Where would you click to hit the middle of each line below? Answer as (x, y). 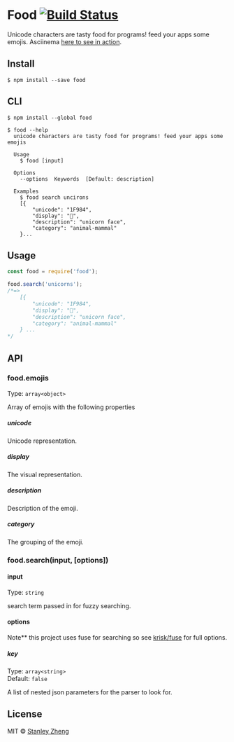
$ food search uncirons (54, 197)
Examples (26, 191)
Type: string (25, 592)
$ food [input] (42, 160)
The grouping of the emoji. (45, 542)
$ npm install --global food (50, 118)
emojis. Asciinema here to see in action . (65, 41)
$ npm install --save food (46, 80)
